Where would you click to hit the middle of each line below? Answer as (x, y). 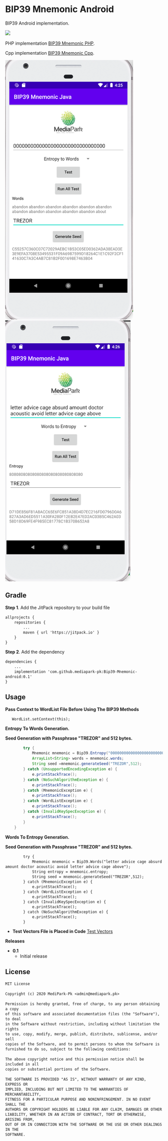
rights (12, 1029)
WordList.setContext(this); (41, 719)
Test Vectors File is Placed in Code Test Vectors (62, 931)
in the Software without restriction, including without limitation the (82, 1024)
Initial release (33, 956)
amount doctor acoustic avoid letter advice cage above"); (68, 867)
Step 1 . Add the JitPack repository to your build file (57, 607)
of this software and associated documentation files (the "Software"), (82, 1014)
